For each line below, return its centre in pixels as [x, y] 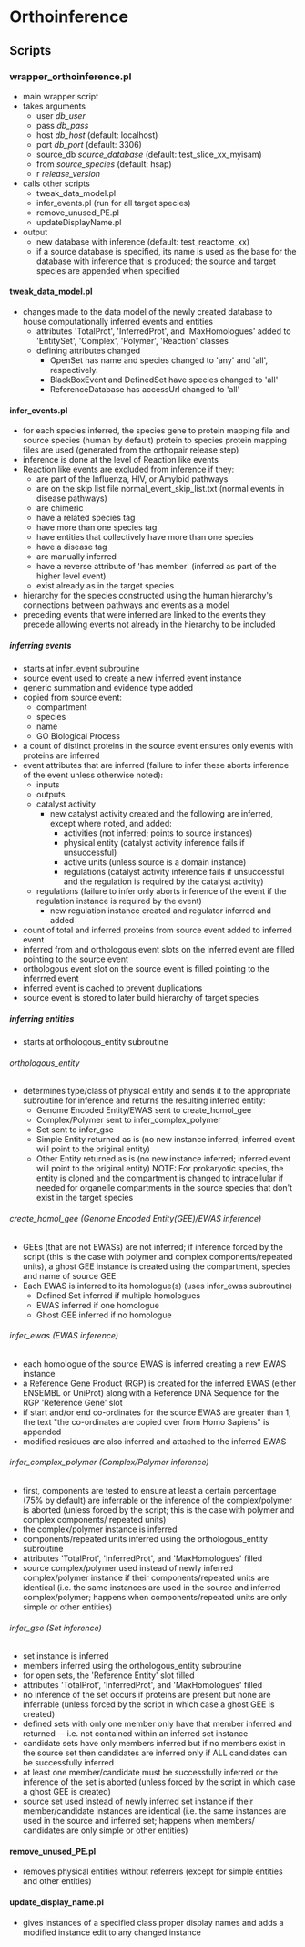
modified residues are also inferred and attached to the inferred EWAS [154, 1441]
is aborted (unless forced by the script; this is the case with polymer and [158, 1510]
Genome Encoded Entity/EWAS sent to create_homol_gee [144, 1110]
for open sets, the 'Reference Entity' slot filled [108, 1675]
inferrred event [51, 979]
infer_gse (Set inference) [56, 1628]
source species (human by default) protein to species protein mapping [154, 441]
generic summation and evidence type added [108, 688]
